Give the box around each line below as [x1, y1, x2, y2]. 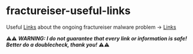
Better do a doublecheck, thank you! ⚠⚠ [6, 41, 110, 48]
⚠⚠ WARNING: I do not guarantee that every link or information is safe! [6, 35, 187, 42]
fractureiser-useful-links [6, 4, 131, 18]
